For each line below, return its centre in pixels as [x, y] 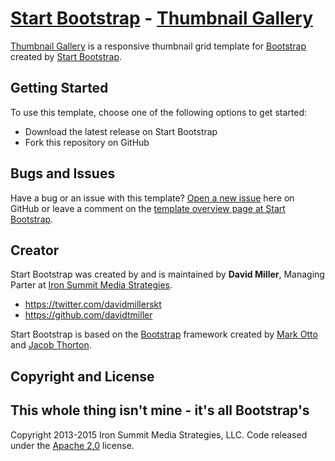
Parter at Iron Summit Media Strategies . [91, 285]
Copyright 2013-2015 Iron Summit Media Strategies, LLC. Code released [159, 434]
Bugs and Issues [63, 173]
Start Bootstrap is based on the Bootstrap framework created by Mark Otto [164, 334]
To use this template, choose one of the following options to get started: [158, 112]
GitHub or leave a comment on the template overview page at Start [148, 208]
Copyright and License [82, 376]
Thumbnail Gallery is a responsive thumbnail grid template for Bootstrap [158, 46]
